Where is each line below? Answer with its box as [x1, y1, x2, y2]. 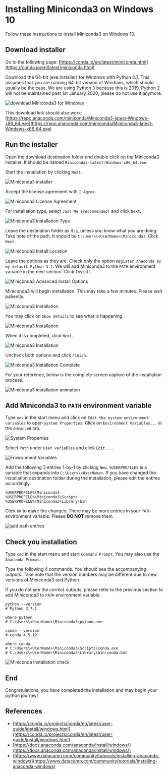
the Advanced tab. [5, 425, 41, 432]
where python [5, 615, 33, 620]
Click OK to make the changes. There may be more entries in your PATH [5, 508, 151, 514]
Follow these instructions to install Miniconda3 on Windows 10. [5, 31, 136, 37]
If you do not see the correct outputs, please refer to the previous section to [5, 586, 163, 593]
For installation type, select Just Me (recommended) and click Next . [5, 208, 142, 214]
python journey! [5, 692, 38, 698]
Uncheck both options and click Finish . [5, 352, 87, 358]
